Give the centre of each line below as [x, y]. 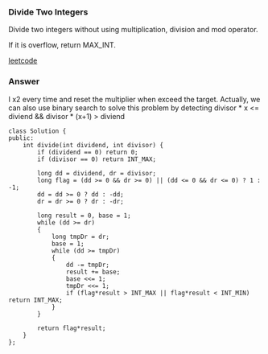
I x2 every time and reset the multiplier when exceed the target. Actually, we [134, 99]
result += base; [93, 272]
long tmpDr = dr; [80, 237]
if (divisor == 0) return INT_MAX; [97, 159]
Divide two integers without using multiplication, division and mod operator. [134, 30]
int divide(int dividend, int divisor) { [93, 145]
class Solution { [37, 131]
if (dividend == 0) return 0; [88, 152]
